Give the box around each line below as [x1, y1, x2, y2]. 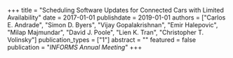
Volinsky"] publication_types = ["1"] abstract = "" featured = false [7, 36, 197, 44]
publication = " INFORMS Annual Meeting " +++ [7, 43, 142, 51]
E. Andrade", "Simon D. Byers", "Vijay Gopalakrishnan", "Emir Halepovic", [7, 21, 218, 29]
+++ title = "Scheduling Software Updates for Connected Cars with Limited [7, 6, 225, 14]
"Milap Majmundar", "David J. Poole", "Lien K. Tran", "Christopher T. [7, 28, 204, 36]
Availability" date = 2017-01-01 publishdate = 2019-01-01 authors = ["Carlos [7, 13, 226, 22]
